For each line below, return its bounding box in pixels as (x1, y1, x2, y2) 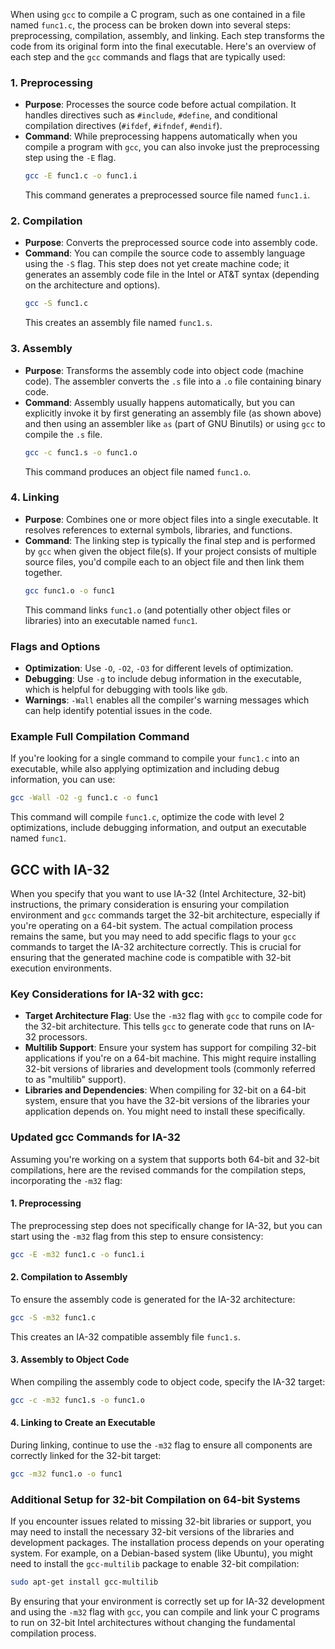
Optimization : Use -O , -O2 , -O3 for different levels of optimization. (24, 662, 294, 674)
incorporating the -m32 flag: (10, 1174, 123, 1186)
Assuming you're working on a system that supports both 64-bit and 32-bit (10, 1153, 320, 1165)
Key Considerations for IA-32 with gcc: (10, 987, 204, 1001)
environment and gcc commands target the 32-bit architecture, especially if (10, 909, 321, 921)
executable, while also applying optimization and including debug (10, 763, 280, 775)
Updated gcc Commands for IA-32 (10, 1130, 181, 1144)
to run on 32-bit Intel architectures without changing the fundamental (10, 1617, 296, 1629)
